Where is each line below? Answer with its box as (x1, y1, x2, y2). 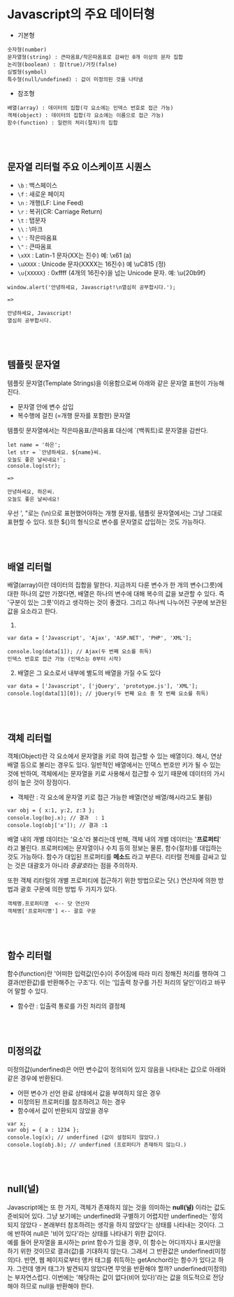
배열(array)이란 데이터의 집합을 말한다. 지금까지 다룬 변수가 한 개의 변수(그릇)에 (7, 581, 224, 589)
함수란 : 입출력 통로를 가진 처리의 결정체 (17, 1002, 126, 1010)
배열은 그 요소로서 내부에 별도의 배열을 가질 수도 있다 (17, 669, 161, 677)
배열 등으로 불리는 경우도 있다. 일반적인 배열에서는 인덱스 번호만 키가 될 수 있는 (7, 761, 221, 769)
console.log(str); (7, 462, 61, 469)
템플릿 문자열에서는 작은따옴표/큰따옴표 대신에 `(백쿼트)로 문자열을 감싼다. (7, 426, 208, 434)
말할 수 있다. (14, 987, 49, 995)
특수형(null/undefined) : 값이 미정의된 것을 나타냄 (7, 76, 143, 83)
